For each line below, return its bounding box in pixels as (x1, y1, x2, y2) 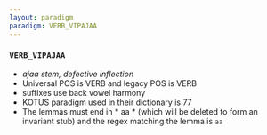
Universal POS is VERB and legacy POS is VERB (21, 77, 198, 89)
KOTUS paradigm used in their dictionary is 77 (21, 97, 192, 107)
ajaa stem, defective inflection (21, 68, 134, 79)
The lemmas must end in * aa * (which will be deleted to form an (21, 106, 258, 116)
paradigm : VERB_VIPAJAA (9, 21, 98, 30)
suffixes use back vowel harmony (21, 87, 146, 98)
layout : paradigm (9, 12, 74, 22)
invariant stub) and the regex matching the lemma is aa (21, 115, 223, 126)
